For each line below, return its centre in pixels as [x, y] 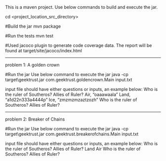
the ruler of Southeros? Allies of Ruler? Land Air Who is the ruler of [73, 149]
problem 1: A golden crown [32, 65]
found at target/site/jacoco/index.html [44, 51]
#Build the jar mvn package [33, 26]
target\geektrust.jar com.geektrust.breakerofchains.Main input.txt [72, 134]
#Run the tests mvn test [29, 36]
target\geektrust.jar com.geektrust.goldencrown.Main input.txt [69, 80]
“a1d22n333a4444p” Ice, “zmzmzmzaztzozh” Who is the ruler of [71, 100]
